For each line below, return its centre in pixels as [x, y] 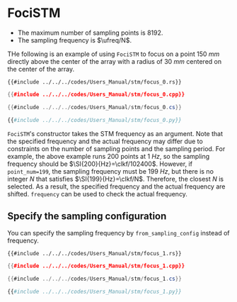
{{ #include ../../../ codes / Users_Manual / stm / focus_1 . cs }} [94, 279]
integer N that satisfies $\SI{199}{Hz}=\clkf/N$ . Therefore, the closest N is [116, 179]
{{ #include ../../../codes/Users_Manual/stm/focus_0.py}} [94, 120]
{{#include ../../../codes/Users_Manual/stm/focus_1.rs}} [94, 254]
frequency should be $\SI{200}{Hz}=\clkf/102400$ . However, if [100, 164]
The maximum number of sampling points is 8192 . [90, 33]
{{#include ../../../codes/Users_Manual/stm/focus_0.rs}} [94, 82]
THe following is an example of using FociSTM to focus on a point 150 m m [114, 54]
